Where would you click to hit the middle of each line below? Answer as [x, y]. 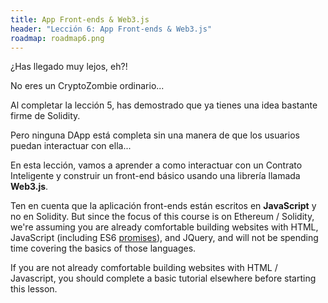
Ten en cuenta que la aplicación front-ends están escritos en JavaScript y [163, 206]
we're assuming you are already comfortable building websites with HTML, [164, 227]
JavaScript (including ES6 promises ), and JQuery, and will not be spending [164, 238]
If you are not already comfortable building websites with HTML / [144, 268]
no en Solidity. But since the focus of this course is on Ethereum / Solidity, [162, 217]
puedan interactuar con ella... [71, 146]
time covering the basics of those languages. [103, 248]
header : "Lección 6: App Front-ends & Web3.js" [111, 29]
